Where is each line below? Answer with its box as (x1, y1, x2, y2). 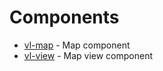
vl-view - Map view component (23, 49, 154, 61)
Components (9, 6, 120, 29)
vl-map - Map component (23, 39, 131, 51)
